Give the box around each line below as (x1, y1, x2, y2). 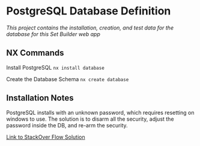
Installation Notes (6, 93, 74, 103)
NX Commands (6, 48, 64, 58)
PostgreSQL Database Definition (6, 4, 171, 18)
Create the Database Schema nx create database (6, 75, 129, 82)
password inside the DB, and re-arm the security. (6, 121, 128, 129)
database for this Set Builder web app (6, 30, 100, 37)
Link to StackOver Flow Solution (6, 133, 85, 141)
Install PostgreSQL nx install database (6, 64, 105, 71)
